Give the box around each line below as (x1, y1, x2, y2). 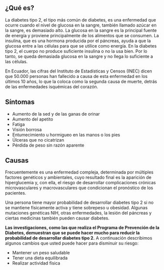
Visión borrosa (12, 126, 42, 132)
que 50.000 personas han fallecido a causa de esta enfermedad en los (5, 73, 148, 79)
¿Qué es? (5, 4, 34, 12)
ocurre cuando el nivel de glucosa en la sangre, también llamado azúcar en (5, 22, 157, 28)
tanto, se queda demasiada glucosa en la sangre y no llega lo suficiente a (5, 53, 153, 59)
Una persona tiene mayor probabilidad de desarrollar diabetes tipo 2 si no (5, 199, 154, 205)
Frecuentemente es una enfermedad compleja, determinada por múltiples (5, 169, 154, 175)
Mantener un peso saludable (12, 250, 70, 256)
